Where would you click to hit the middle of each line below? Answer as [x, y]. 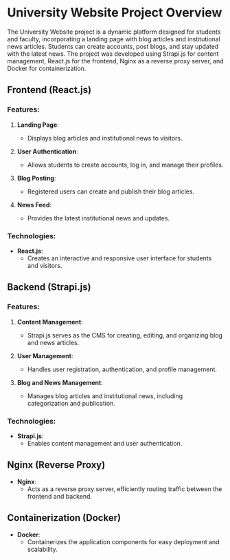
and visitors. [45, 265]
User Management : [45, 355]
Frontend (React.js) [49, 90]
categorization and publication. [71, 403]
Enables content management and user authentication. [105, 443]
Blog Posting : [36, 178]
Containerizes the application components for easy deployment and [123, 541]
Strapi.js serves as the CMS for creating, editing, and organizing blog [125, 335]
